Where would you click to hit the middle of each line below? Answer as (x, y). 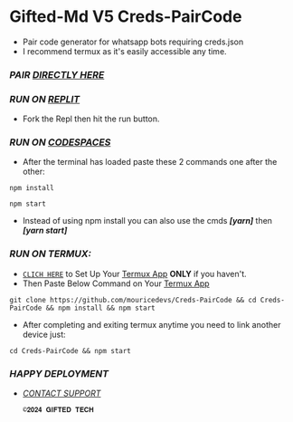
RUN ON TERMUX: (51, 254)
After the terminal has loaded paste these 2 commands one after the (150, 162)
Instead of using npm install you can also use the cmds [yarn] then (147, 221)
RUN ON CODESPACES (60, 142)
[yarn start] (45, 230)
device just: (44, 334)
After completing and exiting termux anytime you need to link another (151, 324)
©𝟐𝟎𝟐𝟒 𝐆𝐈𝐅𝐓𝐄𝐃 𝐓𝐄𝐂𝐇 (58, 410)
